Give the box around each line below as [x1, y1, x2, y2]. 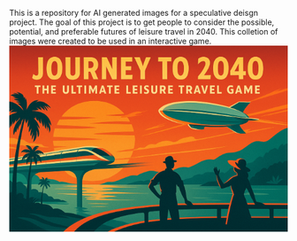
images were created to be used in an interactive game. [9, 35, 212, 46]
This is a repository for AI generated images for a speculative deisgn [9, 8, 259, 18]
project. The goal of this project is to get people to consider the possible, [9, 17, 275, 27]
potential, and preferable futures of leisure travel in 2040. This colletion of [9, 27, 278, 36]
